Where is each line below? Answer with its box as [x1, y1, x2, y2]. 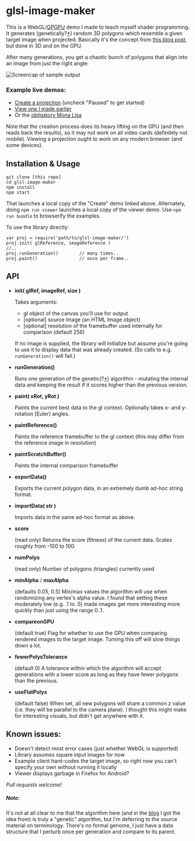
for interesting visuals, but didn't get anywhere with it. [14, 712, 144, 719]
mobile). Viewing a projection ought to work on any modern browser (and [6, 135, 183, 143]
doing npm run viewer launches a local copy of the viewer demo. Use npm [6, 206, 182, 213]
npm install [6, 185, 35, 191]
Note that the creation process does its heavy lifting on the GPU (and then [6, 123, 184, 130]
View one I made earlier [14, 106, 72, 113]
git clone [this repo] [6, 174, 61, 180]
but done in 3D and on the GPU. [6, 42, 83, 49]
